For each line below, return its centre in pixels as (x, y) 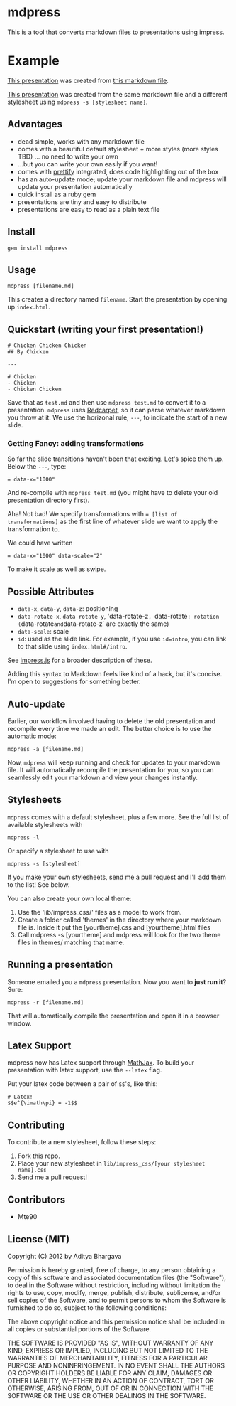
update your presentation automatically (75, 186)
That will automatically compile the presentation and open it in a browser (113, 1016)
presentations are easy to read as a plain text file (89, 209)
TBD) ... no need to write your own (68, 156)
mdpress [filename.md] (41, 286)
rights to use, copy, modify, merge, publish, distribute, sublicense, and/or (114, 1292)
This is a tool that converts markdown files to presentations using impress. (116, 32)
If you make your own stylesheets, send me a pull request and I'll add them (117, 877)
